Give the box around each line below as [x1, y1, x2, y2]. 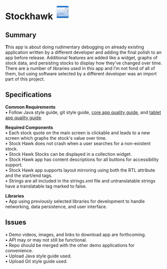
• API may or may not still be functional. [5, 237, 87, 243]
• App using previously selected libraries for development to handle [5, 198, 145, 204]
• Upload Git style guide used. [5, 258, 68, 264]
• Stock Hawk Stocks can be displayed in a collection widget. [5, 151, 132, 157]
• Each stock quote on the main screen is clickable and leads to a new [5, 130, 150, 136]
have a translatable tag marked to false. [5, 183, 87, 189]
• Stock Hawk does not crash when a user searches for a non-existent [5, 140, 151, 146]
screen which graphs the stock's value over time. [5, 135, 107, 141]
